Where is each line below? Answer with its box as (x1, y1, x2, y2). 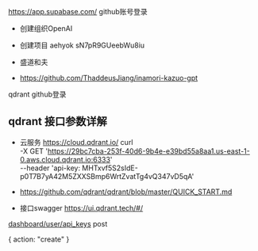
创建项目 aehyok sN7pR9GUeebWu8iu (19, 40, 145, 50)
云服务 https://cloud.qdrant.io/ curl (19, 137, 133, 146)
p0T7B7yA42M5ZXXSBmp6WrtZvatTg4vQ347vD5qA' (19, 171, 194, 181)
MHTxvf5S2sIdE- (82, 163, 139, 173)
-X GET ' (19, 146, 48, 156)
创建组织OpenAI (19, 24, 73, 33)
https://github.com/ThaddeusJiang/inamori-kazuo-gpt (19, 74, 198, 82)
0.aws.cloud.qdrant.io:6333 (19, 154, 111, 164)
